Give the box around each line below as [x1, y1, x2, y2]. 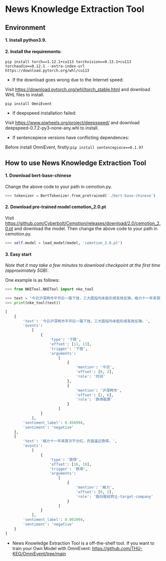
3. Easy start [5, 251, 32, 257]
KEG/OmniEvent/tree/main [12, 551, 66, 557]
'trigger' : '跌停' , [49, 466, 88, 472]
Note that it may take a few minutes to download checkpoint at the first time [5, 262, 161, 268]
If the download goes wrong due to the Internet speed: [12, 77, 124, 83]
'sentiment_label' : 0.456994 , [23, 420, 85, 425]
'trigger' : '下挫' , [49, 346, 88, 351]
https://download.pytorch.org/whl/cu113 [5, 68, 90, 73]
